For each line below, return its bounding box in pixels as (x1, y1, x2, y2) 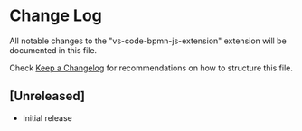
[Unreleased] (9, 89, 86, 104)
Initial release (22, 112, 72, 123)
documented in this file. (9, 44, 98, 55)
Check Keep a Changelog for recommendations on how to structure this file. (9, 62, 294, 73)
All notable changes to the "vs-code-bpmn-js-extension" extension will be (9, 35, 287, 46)
